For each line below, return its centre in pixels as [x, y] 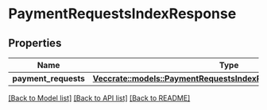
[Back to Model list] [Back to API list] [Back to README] [99, 98]
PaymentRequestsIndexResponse [122, 14]
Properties [35, 43]
